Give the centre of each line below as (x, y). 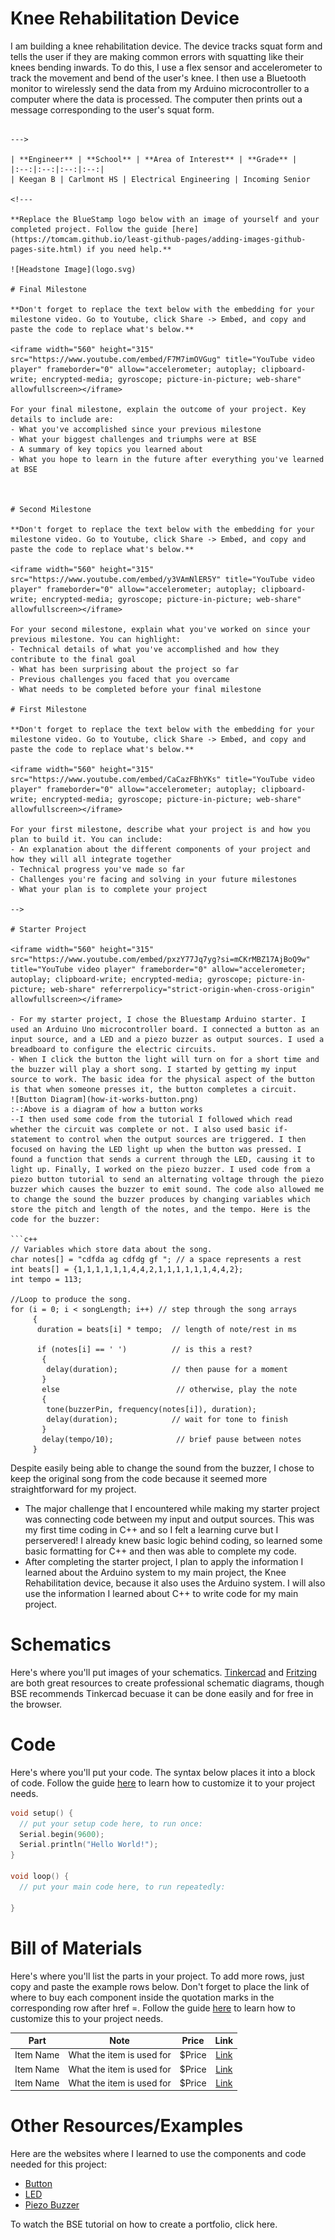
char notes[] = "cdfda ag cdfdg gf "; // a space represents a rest (156, 1259)
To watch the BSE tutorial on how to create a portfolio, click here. (144, 2224)
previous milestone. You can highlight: (96, 639)
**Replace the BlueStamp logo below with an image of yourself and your (165, 219)
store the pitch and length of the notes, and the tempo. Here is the (160, 1209)
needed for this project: (58, 2164)
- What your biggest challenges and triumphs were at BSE (133, 439)
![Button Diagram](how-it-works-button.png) (104, 1099)
